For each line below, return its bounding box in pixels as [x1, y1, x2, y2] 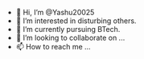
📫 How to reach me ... [15, 42, 91, 51]
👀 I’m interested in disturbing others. [15, 16, 137, 26]
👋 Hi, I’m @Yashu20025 [15, 8, 95, 17]
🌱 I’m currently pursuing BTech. [15, 25, 121, 33]
